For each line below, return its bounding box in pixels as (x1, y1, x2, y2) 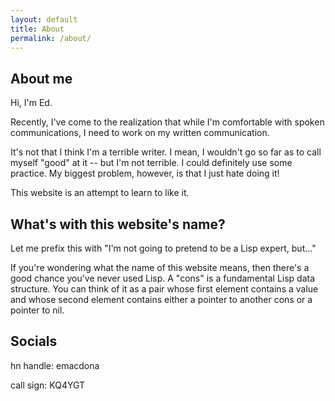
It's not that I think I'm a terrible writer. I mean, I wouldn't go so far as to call (10, 146, 322, 158)
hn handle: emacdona (10, 359, 100, 371)
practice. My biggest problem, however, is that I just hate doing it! (10, 167, 280, 180)
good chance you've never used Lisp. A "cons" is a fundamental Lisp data (10, 272, 316, 284)
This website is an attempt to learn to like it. (10, 187, 190, 199)
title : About (10, 24, 65, 34)
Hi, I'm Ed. (10, 97, 53, 109)
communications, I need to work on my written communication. (10, 127, 270, 139)
